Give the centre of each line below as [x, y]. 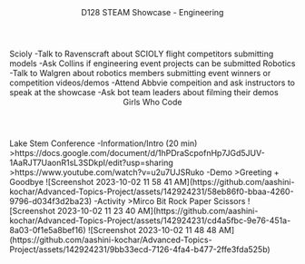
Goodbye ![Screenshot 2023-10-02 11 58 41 [91, 182]
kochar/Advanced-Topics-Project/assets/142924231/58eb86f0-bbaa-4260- [152, 191]
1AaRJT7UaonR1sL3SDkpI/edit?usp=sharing [92, 162]
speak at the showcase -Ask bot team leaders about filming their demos [144, 92]
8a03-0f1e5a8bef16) [48, 230]
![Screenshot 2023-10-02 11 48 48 [152, 230]
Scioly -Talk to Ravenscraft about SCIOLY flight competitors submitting [142, 54]
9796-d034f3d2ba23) [51, 201]
